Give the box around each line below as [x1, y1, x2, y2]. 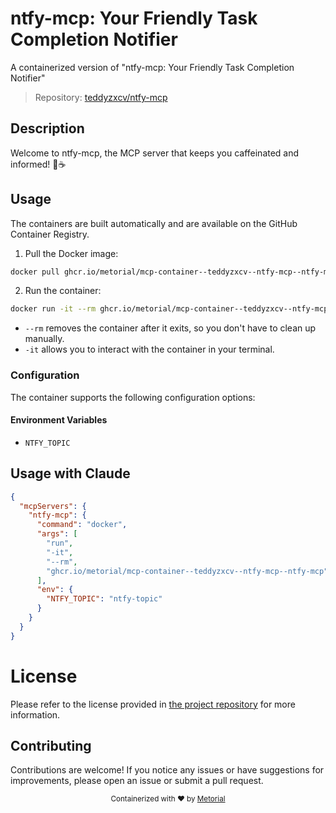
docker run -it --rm [10, 304, 97, 314]
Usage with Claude [10, 465, 131, 482]
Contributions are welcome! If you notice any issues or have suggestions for [10, 764, 325, 776]
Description [10, 120, 85, 137]
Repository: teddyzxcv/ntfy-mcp [34, 91, 168, 103]
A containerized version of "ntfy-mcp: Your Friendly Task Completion [10, 61, 295, 73]
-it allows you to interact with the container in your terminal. [24, 343, 275, 356]
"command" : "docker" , [36, 520, 128, 530]
